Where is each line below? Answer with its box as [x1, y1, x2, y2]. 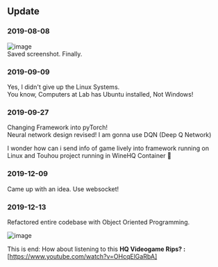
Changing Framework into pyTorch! [7, 123, 108, 131]
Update [7, 6, 40, 17]
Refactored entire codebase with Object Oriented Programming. [7, 218, 190, 226]
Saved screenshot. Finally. [7, 49, 83, 58]
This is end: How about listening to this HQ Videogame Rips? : [7, 245, 186, 253]
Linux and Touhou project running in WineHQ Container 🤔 [7, 152, 171, 160]
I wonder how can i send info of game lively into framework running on [7, 144, 210, 152]
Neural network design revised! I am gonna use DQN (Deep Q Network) [7, 131, 212, 139]
